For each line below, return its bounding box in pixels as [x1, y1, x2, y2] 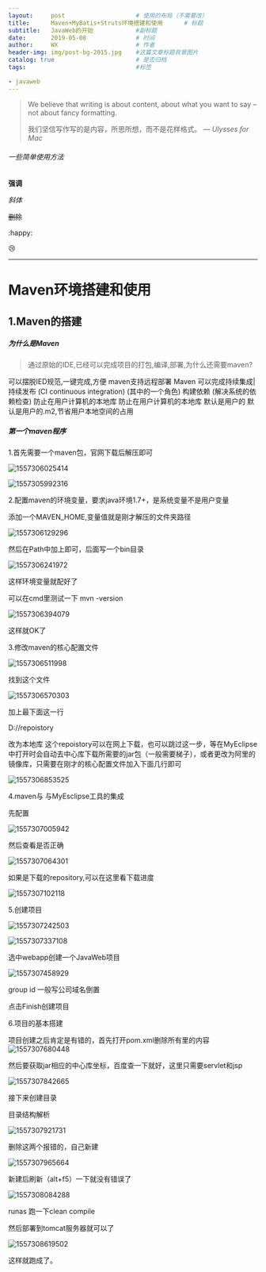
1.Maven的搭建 [8, 315, 82, 329]
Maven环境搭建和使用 [8, 281, 152, 299]
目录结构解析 [8, 1110, 50, 1120]
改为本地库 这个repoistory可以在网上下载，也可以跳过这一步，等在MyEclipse [8, 740, 258, 749]
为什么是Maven [8, 339, 59, 348]
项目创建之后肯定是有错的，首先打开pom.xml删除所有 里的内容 [8, 1036, 210, 1045]
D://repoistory [8, 723, 54, 732]
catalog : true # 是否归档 [8, 56, 167, 64]
